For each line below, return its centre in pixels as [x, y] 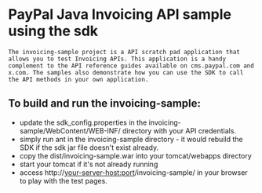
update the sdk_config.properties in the [83, 122]
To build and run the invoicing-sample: [105, 104]
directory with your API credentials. [180, 130]
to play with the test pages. [63, 180]
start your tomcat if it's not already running [89, 164]
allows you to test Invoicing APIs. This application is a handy [117, 59]
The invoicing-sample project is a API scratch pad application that [124, 52]
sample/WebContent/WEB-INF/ [70, 130]
